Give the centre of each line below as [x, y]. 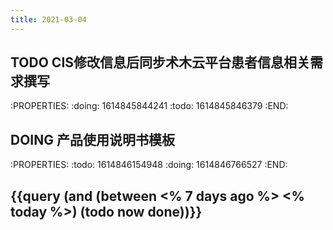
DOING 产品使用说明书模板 [92, 139]
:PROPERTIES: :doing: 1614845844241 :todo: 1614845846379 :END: [149, 106]
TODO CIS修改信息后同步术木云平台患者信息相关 [160, 62]
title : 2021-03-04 [48, 19]
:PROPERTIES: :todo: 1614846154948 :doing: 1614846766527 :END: [149, 165]
